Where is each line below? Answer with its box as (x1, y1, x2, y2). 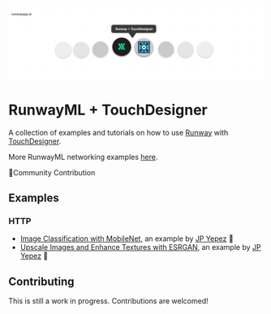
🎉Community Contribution (8, 167, 96, 177)
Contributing (8, 274, 75, 288)
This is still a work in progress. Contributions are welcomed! (8, 296, 209, 306)
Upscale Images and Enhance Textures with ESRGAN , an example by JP (19, 243, 261, 252)
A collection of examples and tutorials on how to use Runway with (8, 127, 229, 137)
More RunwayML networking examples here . (8, 152, 158, 161)
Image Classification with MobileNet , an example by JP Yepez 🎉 (19, 234, 234, 243)
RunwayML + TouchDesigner (8, 101, 209, 119)
